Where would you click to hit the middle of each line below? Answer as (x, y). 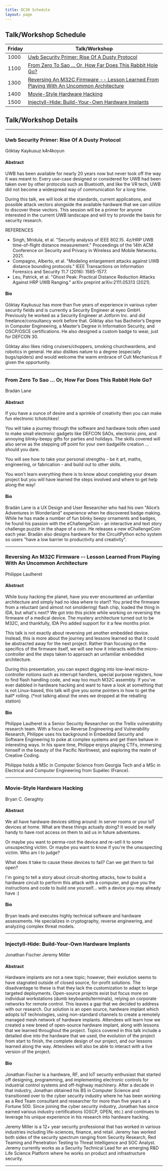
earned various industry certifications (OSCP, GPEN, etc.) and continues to (82, 1111)
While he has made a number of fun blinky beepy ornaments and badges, (81, 518)
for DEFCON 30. (22, 336)
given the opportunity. (28, 362)
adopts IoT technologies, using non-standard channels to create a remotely (83, 1014)
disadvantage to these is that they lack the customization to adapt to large (81, 988)
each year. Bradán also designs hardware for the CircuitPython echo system (84, 534)
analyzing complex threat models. (40, 926)
